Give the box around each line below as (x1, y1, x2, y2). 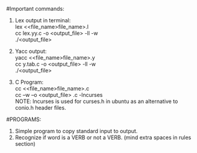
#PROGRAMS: (6, 116, 42, 123)
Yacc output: (14, 48, 47, 55)
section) (14, 140, 36, 147)
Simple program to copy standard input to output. (14, 128, 138, 134)
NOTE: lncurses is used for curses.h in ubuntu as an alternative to (14, 98, 178, 105)
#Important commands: (6, 5, 64, 12)
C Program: (14, 78, 44, 86)
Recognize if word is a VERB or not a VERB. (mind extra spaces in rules (14, 134, 192, 141)
